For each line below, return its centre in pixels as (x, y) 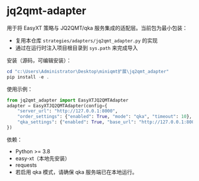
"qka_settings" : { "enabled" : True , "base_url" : (77, 122)
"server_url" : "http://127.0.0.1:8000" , (68, 111)
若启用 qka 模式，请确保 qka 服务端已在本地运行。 (76, 172)
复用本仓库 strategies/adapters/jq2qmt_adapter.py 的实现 (87, 40)
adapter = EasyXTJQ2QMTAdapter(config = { (57, 106)
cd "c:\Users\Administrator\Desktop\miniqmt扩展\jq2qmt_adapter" (88, 71)
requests (26, 165)
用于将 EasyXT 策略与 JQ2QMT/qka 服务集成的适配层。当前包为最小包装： (97, 28)
